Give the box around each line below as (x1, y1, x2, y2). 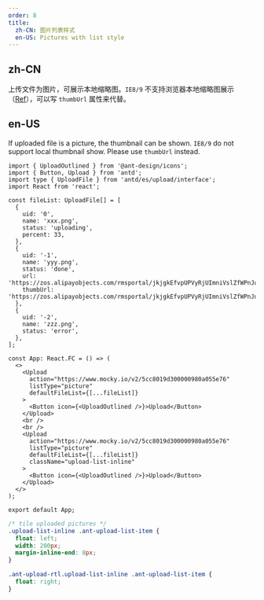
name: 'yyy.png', (22, 258, 79, 266)
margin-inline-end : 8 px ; (15, 549, 97, 557)
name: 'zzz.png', (22, 320, 79, 328)
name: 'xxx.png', (22, 217, 79, 225)
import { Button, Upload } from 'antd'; (8, 168, 143, 177)
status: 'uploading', (22, 223, 93, 232)
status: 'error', (22, 327, 79, 335)
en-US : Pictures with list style (15, 33, 125, 42)
